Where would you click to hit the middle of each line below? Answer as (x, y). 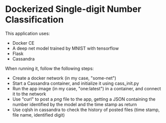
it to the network (29, 94)
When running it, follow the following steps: (49, 68)
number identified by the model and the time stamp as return (75, 104)
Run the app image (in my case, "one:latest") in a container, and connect (87, 88)
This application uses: (28, 33)
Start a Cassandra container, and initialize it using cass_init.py (76, 83)
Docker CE (23, 43)
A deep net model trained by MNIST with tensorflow (66, 48)
